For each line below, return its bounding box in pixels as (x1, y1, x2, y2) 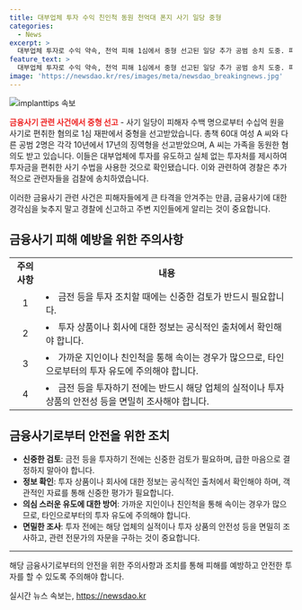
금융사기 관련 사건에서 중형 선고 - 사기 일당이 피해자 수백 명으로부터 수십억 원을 (9, 116, 285, 127)
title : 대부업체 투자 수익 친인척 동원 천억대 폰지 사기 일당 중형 (9, 13, 222, 22)
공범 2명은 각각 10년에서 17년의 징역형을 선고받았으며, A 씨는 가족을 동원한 (18, 139, 280, 149)
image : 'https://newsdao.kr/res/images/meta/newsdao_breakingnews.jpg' (9, 72, 283, 81)
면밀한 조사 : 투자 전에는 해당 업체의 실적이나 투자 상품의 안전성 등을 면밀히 (22, 521, 281, 532)
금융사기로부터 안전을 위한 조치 (9, 428, 171, 444)
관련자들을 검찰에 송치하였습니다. (32, 173, 149, 184)
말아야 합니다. (46, 465, 95, 476)
